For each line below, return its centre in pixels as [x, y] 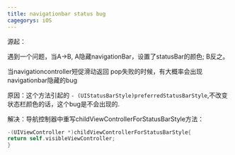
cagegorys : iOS [30, 20]
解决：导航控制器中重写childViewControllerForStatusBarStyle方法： [106, 119]
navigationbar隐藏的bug [42, 80]
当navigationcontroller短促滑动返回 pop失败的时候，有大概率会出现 [105, 71]
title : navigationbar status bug [57, 14]
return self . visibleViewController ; [61, 139]
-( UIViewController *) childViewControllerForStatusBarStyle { [99, 132]
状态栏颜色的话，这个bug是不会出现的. [64, 104]
